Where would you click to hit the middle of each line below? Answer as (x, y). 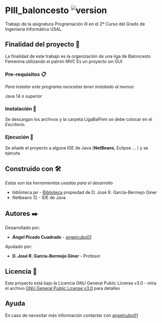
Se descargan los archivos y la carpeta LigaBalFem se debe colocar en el (79, 119)
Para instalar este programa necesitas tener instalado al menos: (70, 87)
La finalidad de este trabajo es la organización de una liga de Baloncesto (78, 56)
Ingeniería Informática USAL (33, 29)
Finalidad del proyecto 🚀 (42, 45)
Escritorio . (15, 125)
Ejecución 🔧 (19, 137)
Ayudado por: (19, 247)
